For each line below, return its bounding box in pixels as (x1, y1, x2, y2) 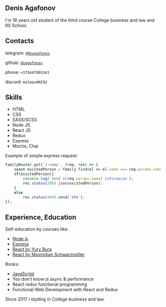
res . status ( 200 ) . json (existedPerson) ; (23, 181, 103, 185)
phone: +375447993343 (5, 69, 49, 75)
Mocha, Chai (12, 143, 39, 149)
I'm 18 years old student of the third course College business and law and (5, 17, 155, 23)
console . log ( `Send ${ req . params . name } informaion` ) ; (23, 176, 134, 182)
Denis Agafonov (5, 4, 56, 12)
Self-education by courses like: (5, 226, 69, 232)
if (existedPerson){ (14, 172, 54, 177)
